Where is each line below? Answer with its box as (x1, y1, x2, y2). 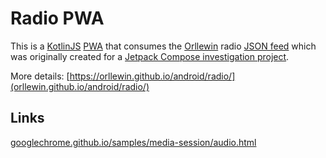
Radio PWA (10, 7, 105, 30)
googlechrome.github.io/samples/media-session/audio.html (10, 136, 257, 148)
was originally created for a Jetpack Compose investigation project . (10, 50, 290, 62)
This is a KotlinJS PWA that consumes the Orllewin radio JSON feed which (10, 40, 317, 52)
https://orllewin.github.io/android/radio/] (69, 70, 236, 82)
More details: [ (10, 70, 70, 82)
